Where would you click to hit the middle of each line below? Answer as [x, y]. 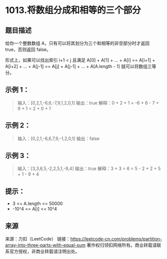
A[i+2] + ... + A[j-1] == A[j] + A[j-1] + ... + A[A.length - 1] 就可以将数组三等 [81, 66]
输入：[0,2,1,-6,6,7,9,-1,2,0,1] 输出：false [58, 138]
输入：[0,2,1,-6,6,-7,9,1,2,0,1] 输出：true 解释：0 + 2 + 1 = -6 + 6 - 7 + [88, 102]
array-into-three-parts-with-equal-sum [45, 245]
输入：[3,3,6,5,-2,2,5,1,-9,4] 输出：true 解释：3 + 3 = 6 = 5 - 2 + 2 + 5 [89, 168]
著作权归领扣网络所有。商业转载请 [122, 245]
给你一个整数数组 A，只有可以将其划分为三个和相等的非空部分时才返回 [77, 43]
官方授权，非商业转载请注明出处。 [44, 251]
